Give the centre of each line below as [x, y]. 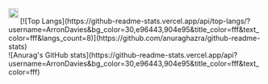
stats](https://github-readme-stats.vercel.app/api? [154, 55]
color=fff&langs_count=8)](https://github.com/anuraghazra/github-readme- [134, 38]
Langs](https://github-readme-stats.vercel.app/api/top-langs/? [146, 21]
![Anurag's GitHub [38, 55]
